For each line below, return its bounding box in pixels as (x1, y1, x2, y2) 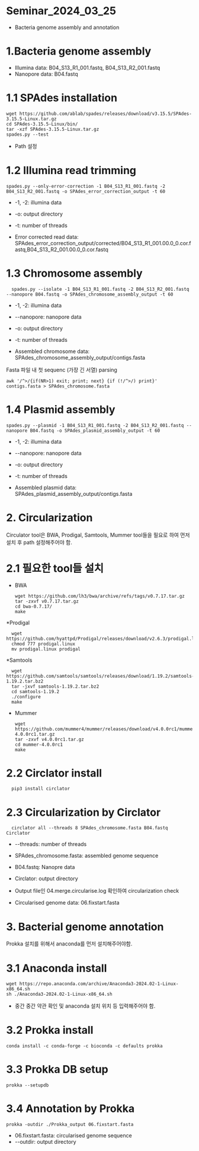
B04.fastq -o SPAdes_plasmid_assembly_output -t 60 (30, 428, 161, 434)
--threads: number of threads (14, 841, 87, 848)
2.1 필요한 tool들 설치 (6, 562, 104, 575)
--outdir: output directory (14, 1139, 76, 1146)
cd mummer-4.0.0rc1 (14, 742, 63, 748)
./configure (11, 694, 41, 700)
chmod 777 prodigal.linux (11, 641, 76, 647)
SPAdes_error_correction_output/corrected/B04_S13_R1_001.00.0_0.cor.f (14, 239, 191, 246)
